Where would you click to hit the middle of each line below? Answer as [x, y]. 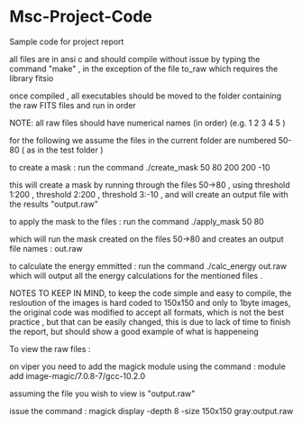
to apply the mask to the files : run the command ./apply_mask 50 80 [137, 221]
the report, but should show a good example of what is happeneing [134, 331]
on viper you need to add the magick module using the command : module [147, 366]
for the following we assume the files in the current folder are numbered [143, 140]
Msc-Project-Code [81, 17]
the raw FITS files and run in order [73, 105]
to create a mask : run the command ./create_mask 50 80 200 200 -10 [140, 167]
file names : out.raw [46, 248]
